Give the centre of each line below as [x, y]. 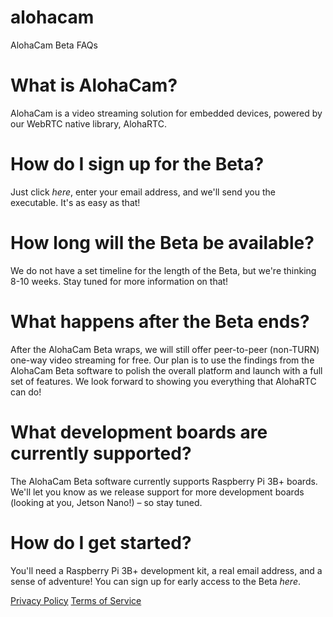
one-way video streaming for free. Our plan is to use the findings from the [162, 360]
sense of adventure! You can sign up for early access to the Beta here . [156, 581]
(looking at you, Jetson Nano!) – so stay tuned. [106, 502]
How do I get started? [101, 542]
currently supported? [101, 453]
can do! [26, 392]
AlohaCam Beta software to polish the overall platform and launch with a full [166, 370]
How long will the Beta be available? [162, 243]
